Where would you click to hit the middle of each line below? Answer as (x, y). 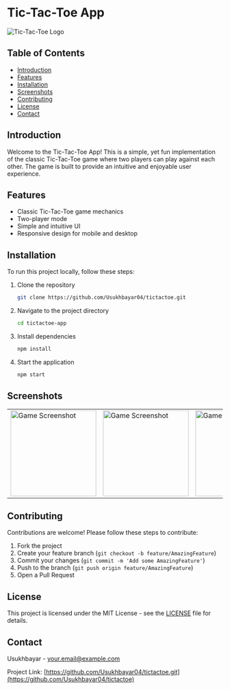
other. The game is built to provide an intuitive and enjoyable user (99, 166)
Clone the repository (46, 285)
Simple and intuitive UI (49, 226)
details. (17, 621)
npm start (31, 375)
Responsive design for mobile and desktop (77, 233)
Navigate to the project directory (63, 311)
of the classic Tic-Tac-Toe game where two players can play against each (111, 159)
